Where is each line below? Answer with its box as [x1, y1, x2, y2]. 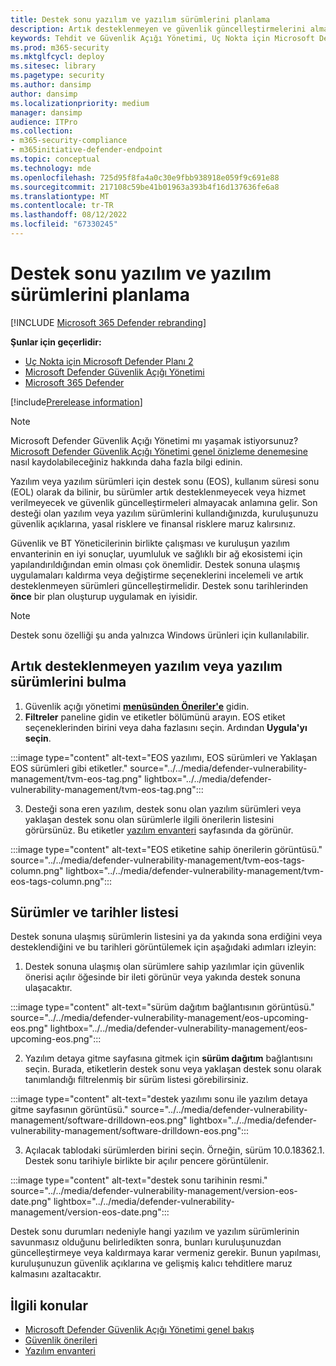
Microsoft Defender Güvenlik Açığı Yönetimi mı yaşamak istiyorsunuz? [10, 434, 299, 446]
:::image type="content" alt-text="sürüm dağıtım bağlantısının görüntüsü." [10, 1001, 315, 1013]
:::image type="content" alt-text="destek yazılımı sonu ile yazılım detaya [10, 1093, 308, 1105]
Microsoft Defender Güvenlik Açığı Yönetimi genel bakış [24, 1324, 255, 1336]
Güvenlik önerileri [24, 1334, 98, 1346]
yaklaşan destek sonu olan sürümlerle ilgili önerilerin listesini [24, 813, 275, 825]
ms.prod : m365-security [10, 42, 110, 53]
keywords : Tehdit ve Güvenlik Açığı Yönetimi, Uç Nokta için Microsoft [10, 33, 315, 43]
